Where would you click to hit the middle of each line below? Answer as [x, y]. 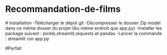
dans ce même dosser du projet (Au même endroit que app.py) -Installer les [83, 28]
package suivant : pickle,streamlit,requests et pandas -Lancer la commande [83, 33]
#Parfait [13, 48]
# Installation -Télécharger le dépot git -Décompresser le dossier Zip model [83, 23]
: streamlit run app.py [27, 39]
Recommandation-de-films [63, 9]
